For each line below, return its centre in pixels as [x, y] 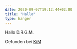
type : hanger [18, 18]
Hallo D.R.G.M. [19, 33]
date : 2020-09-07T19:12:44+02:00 [39, 9]
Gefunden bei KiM [23, 42]
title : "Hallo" [20, 14]
